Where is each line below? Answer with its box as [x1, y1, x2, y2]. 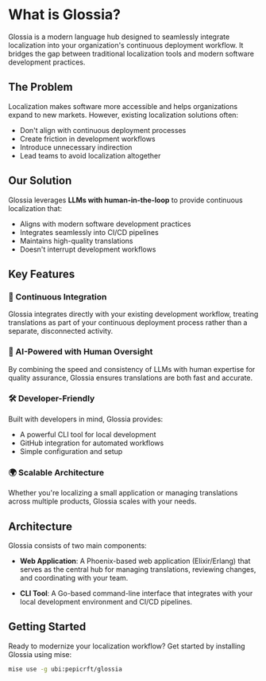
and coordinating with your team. [19, 573, 129, 582]
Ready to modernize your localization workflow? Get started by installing [8, 641, 245, 651]
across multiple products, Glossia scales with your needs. [8, 496, 197, 507]
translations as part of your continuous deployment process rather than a [8, 318, 248, 327]
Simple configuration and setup [19, 446, 123, 456]
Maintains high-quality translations [19, 236, 133, 245]
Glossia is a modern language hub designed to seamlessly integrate [8, 32, 230, 41]
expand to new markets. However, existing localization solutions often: [8, 110, 239, 119]
